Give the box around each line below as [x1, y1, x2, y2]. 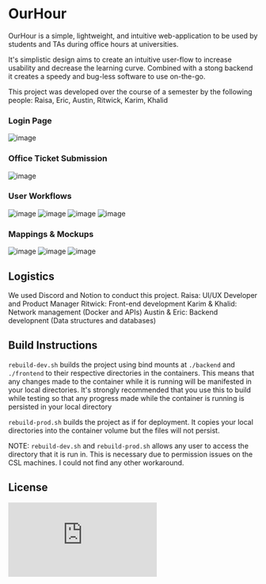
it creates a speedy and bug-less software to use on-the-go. [8, 71, 206, 81]
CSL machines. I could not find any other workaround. [8, 457, 184, 468]
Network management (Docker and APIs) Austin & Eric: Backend [8, 307, 218, 317]
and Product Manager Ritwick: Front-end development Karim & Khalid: [8, 299, 237, 308]
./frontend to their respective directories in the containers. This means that [8, 368, 255, 377]
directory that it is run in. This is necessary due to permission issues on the [8, 449, 253, 459]
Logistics [8, 269, 55, 283]
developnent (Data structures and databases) [8, 315, 157, 325]
